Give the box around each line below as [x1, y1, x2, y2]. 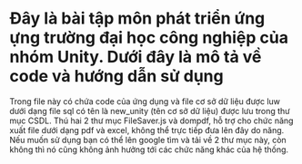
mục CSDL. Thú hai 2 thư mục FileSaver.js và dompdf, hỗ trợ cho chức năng [9, 115, 294, 126]
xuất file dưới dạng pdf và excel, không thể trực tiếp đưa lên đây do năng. [9, 124, 285, 135]
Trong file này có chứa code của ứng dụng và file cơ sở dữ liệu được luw [9, 95, 280, 107]
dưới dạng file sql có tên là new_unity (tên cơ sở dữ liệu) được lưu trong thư [9, 105, 291, 116]
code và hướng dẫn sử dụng [9, 66, 225, 87]
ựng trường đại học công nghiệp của [9, 27, 289, 48]
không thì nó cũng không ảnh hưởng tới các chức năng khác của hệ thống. [9, 144, 289, 155]
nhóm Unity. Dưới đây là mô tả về [9, 47, 262, 67]
